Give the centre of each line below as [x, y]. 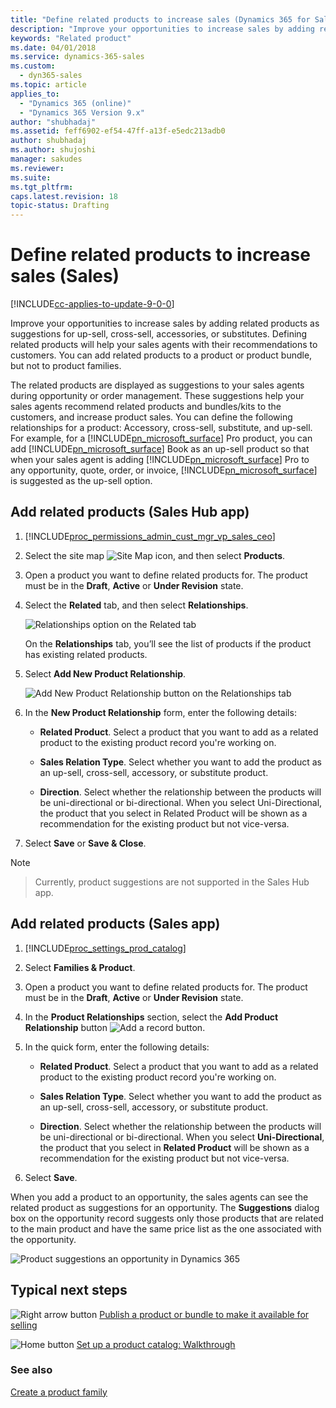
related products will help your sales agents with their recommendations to [164, 345]
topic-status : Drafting [60, 206]
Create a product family [59, 1392]
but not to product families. [66, 366]
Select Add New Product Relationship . [105, 673]
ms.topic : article [48, 85]
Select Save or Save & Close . [85, 843]
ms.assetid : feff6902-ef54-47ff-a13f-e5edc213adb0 [118, 131]
